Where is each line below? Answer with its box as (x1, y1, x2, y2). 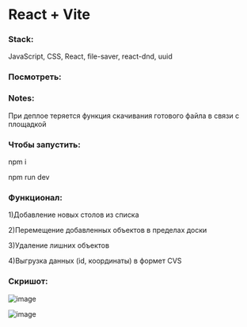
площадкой (8, 119, 47, 128)
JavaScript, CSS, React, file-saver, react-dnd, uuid (8, 51, 173, 61)
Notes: (8, 93, 35, 104)
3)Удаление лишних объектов (8, 241, 109, 250)
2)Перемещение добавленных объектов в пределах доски (8, 226, 207, 235)
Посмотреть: (8, 71, 62, 82)
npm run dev (8, 173, 50, 181)
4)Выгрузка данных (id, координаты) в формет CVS (8, 256, 182, 266)
